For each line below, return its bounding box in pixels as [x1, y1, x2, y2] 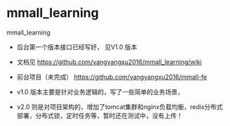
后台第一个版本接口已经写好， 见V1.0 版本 [16, 42, 137, 51]
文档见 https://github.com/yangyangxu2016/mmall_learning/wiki [16, 58, 202, 66]
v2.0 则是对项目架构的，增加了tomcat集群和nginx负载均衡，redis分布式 [16, 102, 224, 111]
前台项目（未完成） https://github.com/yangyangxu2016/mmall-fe [16, 73, 208, 81]
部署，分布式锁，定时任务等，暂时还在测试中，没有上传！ [16, 111, 183, 120]
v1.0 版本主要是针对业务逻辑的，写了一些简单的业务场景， [16, 87, 184, 96]
